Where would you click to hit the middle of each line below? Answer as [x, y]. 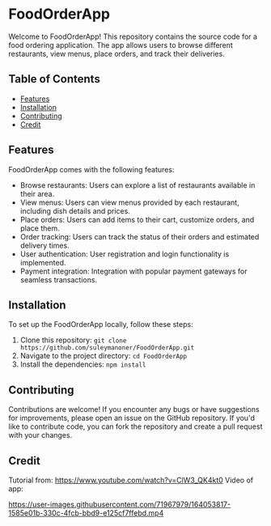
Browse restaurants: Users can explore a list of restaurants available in [138, 185]
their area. [37, 193]
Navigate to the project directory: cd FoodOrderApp [104, 356]
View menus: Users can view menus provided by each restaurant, [130, 202]
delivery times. [45, 245]
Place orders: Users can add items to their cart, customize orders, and [137, 219]
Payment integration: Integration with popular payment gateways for [133, 271]
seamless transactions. [59, 279]
